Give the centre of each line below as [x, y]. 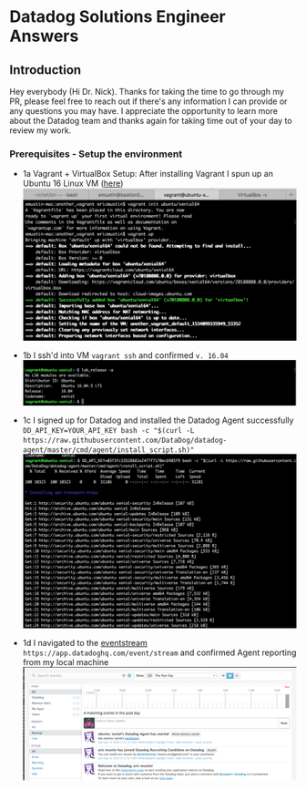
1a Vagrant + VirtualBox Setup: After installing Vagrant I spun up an [148, 174]
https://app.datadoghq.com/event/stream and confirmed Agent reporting [159, 652]
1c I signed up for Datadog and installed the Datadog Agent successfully [158, 420]
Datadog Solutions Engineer [117, 17]
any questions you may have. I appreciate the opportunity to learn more [143, 111]
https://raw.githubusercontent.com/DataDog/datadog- [125, 440]
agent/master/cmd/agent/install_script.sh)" [108, 450]
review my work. [41, 130]
